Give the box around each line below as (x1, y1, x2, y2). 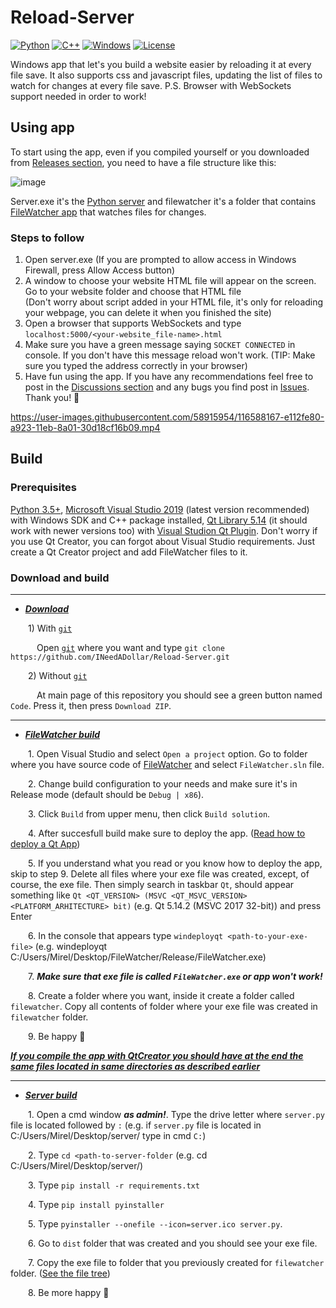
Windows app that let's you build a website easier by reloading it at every (10, 58, 312, 70)
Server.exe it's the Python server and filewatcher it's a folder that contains (10, 195, 317, 207)
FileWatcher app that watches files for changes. (10, 206, 207, 218)
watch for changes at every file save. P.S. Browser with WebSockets (10, 79, 292, 91)
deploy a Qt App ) (10, 838, 81, 850)
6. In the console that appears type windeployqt (28, 930, 224, 942)
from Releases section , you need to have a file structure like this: (10, 156, 277, 168)
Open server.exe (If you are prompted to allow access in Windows (24, 254, 297, 266)
